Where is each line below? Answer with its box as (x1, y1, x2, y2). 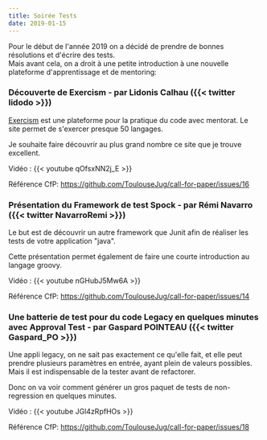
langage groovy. (8, 261, 62, 270)
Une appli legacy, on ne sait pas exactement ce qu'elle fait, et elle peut (8, 350, 243, 360)
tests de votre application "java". (8, 236, 117, 246)
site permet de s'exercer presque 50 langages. (8, 124, 163, 134)
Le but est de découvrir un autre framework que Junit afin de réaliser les (8, 228, 249, 237)
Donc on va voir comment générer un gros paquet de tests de (8, 383, 213, 393)
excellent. (8, 148, 41, 158)
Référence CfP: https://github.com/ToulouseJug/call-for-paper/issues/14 (8, 291, 250, 302)
